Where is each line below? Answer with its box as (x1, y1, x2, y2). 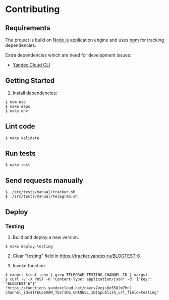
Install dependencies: (12, 90, 58, 96)
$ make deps (5, 104, 30, 109)
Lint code (5, 122, 35, 131)
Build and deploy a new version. (12, 234, 79, 240)
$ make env (5, 108, 28, 113)
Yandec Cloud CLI (12, 62, 50, 68)
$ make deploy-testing (5, 244, 53, 249)
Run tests (5, 149, 36, 158)
